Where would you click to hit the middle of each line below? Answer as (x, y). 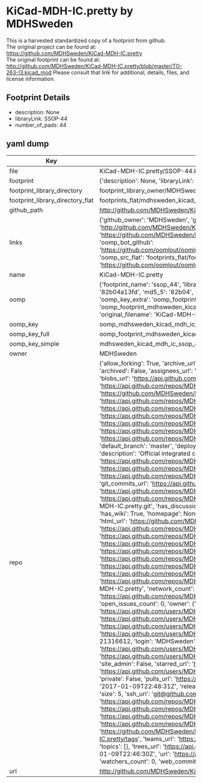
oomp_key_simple (34, 344)
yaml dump (28, 144)
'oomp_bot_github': (126, 242)
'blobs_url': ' (116, 378)
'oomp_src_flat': (121, 257)
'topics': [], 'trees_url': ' (132, 746)
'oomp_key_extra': (125, 299)
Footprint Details (38, 98)
